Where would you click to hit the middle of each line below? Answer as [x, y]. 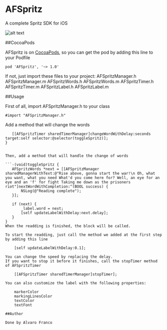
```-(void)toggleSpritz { [32, 164]
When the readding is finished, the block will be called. [68, 226]
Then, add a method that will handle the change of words [67, 156]
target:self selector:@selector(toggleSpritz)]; [57, 138]
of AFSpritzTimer [23, 265]
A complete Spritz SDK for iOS [36, 23]
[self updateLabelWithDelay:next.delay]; [64, 213]
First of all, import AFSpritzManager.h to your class [57, 106]
